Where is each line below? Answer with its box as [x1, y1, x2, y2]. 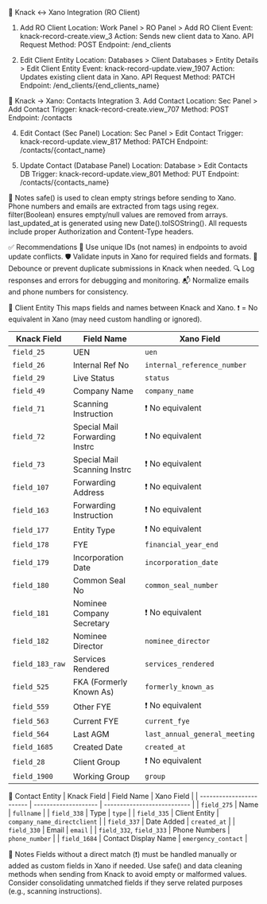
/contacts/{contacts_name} [19, 177, 110, 187]
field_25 [12, 348, 45, 357]
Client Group [72, 756, 121, 767]
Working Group [72, 771, 130, 781]
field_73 [12, 460, 45, 469]
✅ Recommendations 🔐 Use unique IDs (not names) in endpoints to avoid [8, 243, 248, 251]
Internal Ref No [72, 360, 130, 370]
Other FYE [72, 701, 111, 712]
